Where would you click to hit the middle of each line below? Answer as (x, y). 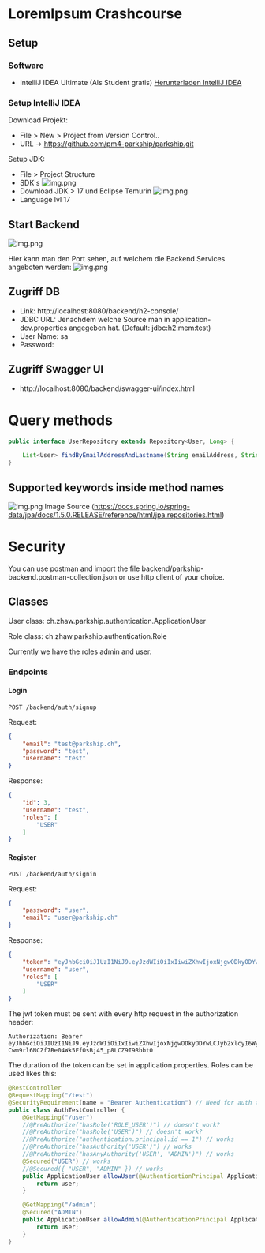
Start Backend (44, 225)
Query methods (60, 420)
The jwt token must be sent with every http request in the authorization (123, 1014)
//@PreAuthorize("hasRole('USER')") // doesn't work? (112, 1132)
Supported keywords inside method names (116, 488)
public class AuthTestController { (67, 1110)
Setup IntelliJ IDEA (45, 103)
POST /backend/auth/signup (52, 707)
